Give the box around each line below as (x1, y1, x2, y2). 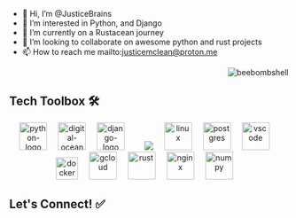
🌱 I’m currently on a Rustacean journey (21, 27, 164, 37)
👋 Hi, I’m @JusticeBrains (21, 9, 113, 19)
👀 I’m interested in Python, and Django (21, 18, 162, 28)
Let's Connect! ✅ (9, 197, 105, 212)
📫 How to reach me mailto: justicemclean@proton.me (21, 47, 218, 57)
